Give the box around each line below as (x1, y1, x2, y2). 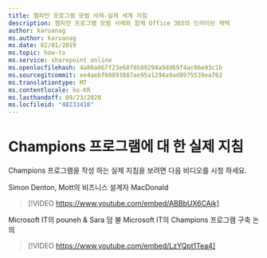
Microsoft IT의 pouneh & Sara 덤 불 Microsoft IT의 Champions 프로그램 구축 (8, 215, 251, 224)
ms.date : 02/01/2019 (8, 42, 77, 50)
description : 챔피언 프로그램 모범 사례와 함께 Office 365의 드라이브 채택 (8, 19, 230, 27)
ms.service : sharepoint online (8, 57, 112, 65)
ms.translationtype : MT (8, 78, 88, 86)
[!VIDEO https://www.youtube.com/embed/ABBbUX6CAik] (27, 199, 220, 208)
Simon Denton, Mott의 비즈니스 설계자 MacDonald (8, 183, 169, 193)
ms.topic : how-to (8, 49, 66, 57)
